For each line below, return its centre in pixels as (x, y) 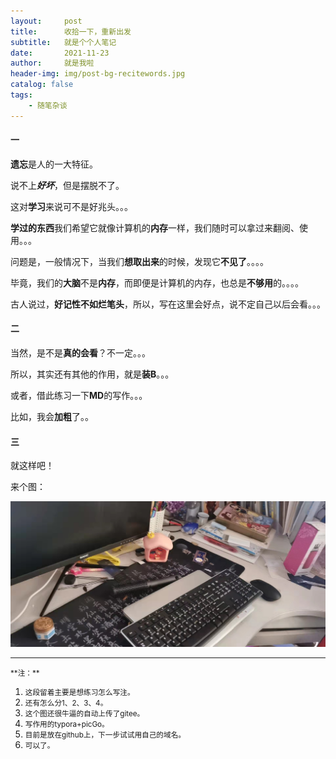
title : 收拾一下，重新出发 (71, 31)
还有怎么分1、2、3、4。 (66, 703)
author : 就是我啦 (52, 63)
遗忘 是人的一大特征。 (54, 164)
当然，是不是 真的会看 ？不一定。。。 (80, 353)
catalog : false (42, 85)
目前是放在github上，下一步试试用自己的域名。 (105, 735)
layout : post (46, 21)
